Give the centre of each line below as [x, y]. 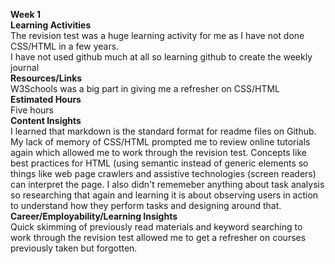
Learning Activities [51, 25]
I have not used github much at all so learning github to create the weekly [161, 57]
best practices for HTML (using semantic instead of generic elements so [159, 163]
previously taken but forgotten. [74, 248]
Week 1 [25, 14]
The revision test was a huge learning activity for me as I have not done [157, 35]
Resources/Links [46, 78]
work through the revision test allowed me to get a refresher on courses [158, 237]
